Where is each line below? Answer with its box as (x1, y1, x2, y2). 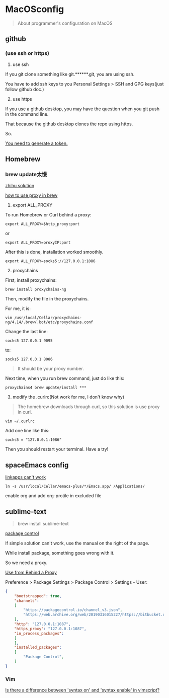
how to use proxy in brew (5, 192, 58, 198)
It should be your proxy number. (17, 366, 84, 372)
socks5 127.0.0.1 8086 (5, 357, 53, 362)
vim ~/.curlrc (5, 419, 35, 424)
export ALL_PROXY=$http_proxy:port (5, 221, 80, 227)
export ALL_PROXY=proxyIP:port (5, 240, 71, 245)
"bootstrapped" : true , (14, 593, 62, 598)
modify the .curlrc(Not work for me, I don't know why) (12, 394, 125, 400)
